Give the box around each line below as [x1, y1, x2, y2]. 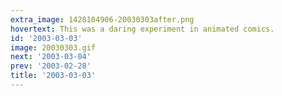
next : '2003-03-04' [10, 52, 92, 62]
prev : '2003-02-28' [10, 61, 92, 71]
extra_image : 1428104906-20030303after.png [10, 14, 195, 25]
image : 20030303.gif [10, 42, 97, 53]
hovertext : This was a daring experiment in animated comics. [10, 24, 275, 34]
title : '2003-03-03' [10, 71, 97, 81]
